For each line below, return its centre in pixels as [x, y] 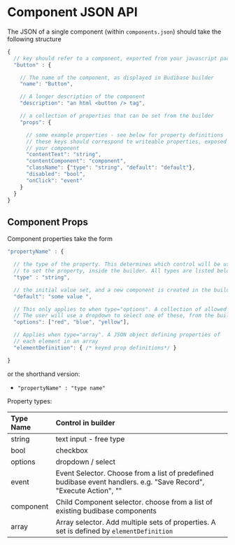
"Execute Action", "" [89, 490]
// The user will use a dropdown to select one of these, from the [114, 316]
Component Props [48, 222]
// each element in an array [56, 341]
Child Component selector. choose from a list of [134, 502]
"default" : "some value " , [53, 296]
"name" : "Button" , [47, 84]
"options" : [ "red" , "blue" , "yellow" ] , [72, 322]
